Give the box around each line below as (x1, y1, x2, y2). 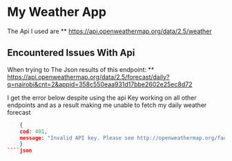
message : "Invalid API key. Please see (19, 134, 135, 142)
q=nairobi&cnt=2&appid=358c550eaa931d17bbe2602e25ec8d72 (7, 80, 193, 88)
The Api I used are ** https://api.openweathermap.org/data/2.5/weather (7, 27, 212, 35)
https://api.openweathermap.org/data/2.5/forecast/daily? (7, 73, 170, 81)
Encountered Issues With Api (7, 47, 135, 59)
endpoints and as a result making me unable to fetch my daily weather (7, 101, 207, 109)
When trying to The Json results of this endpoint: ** (7, 65, 155, 73)
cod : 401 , (19, 128, 48, 135)
